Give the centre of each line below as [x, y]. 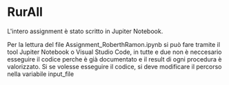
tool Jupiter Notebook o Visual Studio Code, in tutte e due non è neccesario [114, 52]
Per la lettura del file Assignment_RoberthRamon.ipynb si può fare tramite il [114, 44]
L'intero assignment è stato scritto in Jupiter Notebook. [85, 31]
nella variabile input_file [41, 74]
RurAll [25, 12]
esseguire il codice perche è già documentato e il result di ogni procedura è [114, 59]
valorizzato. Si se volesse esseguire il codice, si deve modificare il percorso [114, 66]
